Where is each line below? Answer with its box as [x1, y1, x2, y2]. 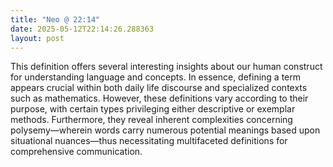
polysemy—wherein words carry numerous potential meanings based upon [10, 124, 321, 136]
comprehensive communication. [10, 146, 143, 158]
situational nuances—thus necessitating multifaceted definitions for [10, 135, 288, 147]
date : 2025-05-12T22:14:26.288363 [10, 24, 155, 34]
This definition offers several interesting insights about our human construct [10, 61, 323, 73]
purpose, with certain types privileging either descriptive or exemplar [10, 103, 296, 115]
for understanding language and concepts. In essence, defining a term [10, 71, 302, 83]
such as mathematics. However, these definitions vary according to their [10, 92, 309, 105]
